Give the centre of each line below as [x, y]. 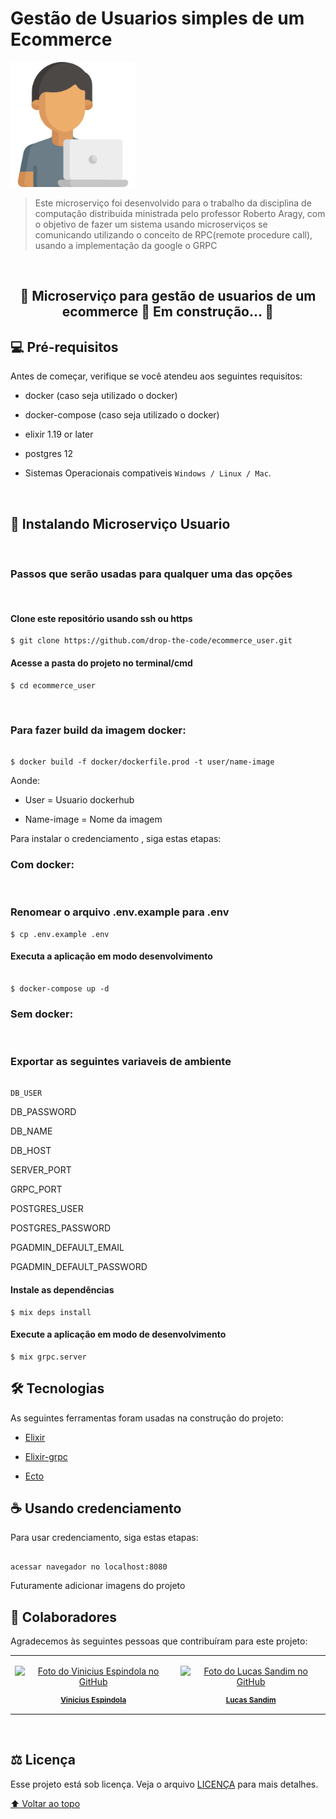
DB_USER [26, 1093]
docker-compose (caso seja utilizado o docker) [122, 415]
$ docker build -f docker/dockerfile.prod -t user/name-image [142, 762]
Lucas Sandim [251, 1700]
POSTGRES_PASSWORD [61, 1228]
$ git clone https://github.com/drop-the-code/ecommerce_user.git [151, 641]
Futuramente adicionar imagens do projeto [98, 1586]
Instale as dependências [62, 1289]
